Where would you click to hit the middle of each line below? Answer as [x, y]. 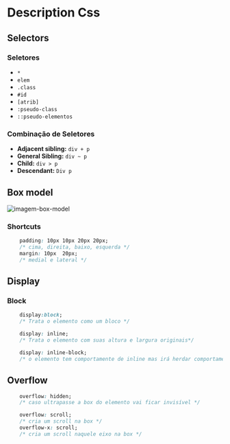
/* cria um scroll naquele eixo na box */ [81, 434]
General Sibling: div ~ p [52, 156]
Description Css [54, 13]
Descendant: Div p [44, 171]
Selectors [28, 38]
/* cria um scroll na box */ [61, 421]
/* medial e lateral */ [53, 260]
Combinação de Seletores [51, 134]
